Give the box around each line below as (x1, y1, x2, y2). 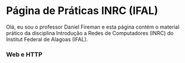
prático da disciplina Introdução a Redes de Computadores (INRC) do (6, 29, 174, 36)
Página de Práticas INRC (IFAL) (6, 4, 159, 17)
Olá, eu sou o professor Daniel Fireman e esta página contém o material (6, 23, 180, 30)
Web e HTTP (6, 50, 43, 58)
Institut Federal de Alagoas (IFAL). (6, 36, 88, 43)
